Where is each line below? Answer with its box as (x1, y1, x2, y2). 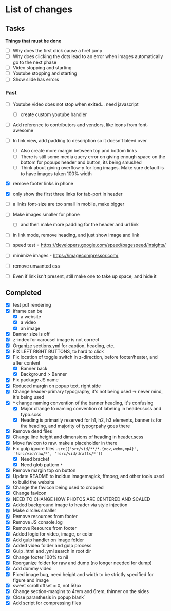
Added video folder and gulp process (12, 542, 92, 548)
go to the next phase (12, 59, 57, 65)
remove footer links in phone (12, 181, 73, 187)
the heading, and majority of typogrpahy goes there (20, 423, 130, 429)
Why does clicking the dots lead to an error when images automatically (12, 53, 163, 60)
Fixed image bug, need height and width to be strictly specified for (12, 571, 154, 578)
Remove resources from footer (12, 513, 78, 520)
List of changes (5, 4, 73, 15)
